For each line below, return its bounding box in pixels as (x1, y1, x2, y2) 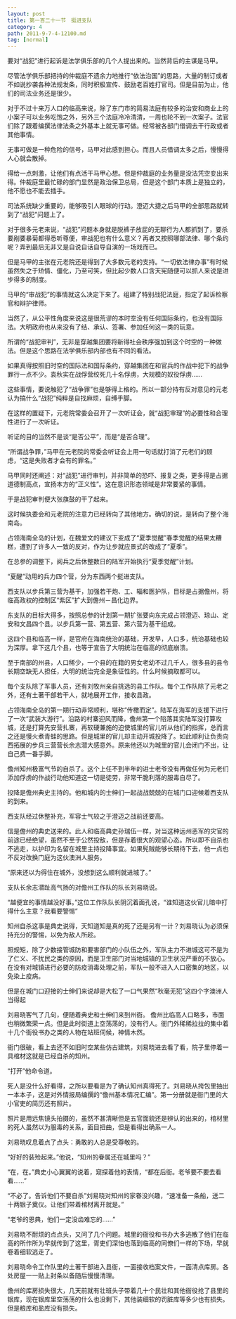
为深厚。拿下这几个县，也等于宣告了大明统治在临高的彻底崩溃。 (7, 644, 192, 652)
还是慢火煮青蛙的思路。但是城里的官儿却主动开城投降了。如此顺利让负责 (13, 732, 223, 741)
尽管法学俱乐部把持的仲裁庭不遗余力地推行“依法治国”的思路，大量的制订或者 (7, 72, 228, 80)
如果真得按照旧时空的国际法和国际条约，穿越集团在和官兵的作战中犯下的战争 (7, 361, 229, 370)
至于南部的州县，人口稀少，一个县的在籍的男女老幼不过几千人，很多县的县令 (7, 658, 229, 667)
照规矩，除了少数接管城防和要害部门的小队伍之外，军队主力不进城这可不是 (7, 946, 223, 954)
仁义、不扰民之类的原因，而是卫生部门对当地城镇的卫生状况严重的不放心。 (13, 954, 229, 963)
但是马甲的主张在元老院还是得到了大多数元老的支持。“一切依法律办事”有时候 (7, 258, 228, 266)
